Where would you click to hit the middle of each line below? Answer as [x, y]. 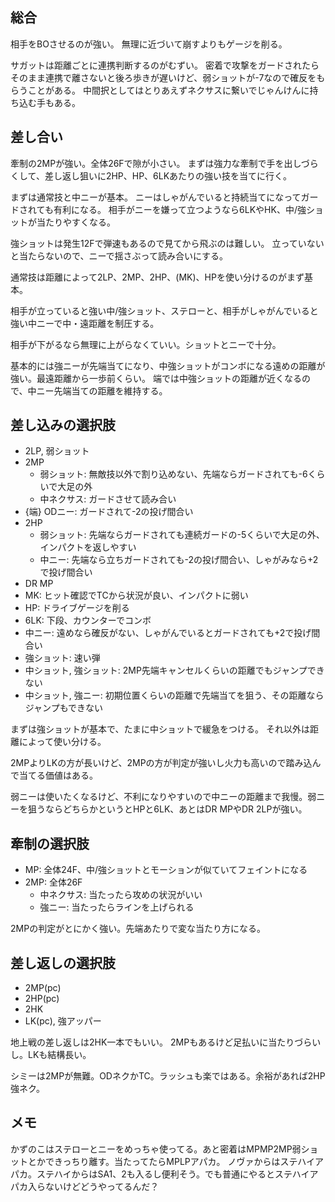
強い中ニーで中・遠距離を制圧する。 [85, 323]
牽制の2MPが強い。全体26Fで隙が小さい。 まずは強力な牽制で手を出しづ [160, 163]
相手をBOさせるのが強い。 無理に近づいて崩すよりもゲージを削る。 [149, 44]
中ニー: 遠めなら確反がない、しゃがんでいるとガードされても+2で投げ [168, 633]
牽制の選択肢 [50, 843]
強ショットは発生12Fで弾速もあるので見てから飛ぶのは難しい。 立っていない [167, 243]
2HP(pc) [42, 999]
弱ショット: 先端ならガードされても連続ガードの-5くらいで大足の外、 [182, 535]
